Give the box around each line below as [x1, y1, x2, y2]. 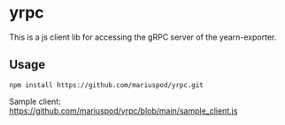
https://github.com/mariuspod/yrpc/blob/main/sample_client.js [9, 105, 238, 116]
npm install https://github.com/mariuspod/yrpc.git [9, 80, 204, 90]
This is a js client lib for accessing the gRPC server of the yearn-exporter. [9, 32, 277, 42]
